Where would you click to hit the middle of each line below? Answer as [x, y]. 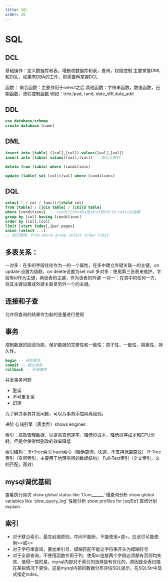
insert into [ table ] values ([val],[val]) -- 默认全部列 [63, 158]
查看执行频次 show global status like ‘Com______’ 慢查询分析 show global [79, 495]
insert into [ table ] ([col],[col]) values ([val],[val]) [64, 153]
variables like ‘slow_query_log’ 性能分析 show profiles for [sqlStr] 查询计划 [81, 501]
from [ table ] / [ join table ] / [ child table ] [53, 208]
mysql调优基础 [28, 482]
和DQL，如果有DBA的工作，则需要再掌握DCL [51, 77]
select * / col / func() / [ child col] [44, 203]
